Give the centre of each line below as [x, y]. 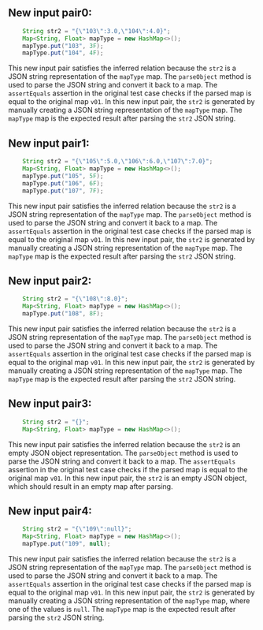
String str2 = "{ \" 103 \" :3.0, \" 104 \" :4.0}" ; [96, 31]
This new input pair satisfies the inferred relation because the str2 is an [124, 444]
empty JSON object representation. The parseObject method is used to [123, 453]
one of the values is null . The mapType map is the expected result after [122, 609]
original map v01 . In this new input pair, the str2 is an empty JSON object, [128, 478]
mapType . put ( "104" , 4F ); [63, 53]
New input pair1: [49, 143]
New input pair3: [50, 404]
